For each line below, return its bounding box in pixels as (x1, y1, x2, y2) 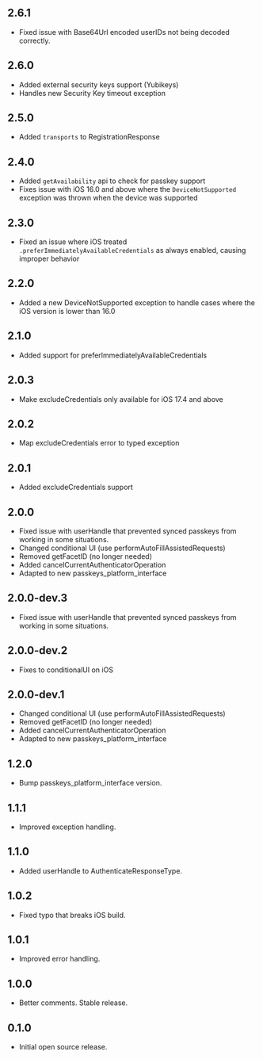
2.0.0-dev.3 (7, 591, 68, 605)
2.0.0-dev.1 (7, 687, 65, 701)
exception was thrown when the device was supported (18, 193, 199, 203)
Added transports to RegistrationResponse (18, 132, 160, 142)
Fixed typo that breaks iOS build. (18, 910, 126, 919)
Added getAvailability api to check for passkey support (18, 176, 206, 185)
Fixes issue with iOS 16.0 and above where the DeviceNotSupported (18, 185, 237, 194)
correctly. (18, 36, 51, 45)
